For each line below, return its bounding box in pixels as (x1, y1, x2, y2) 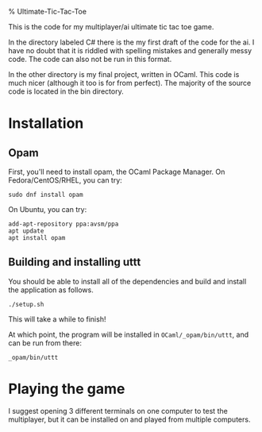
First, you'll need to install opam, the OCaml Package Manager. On (8, 167, 225, 176)
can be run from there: (8, 337, 82, 348)
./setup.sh (8, 300, 44, 308)
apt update (8, 227, 44, 235)
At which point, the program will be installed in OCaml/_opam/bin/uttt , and (8, 330, 249, 339)
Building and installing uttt (8, 256, 141, 269)
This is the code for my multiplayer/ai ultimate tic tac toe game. (8, 22, 214, 31)
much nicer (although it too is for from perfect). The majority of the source (8, 79, 252, 87)
